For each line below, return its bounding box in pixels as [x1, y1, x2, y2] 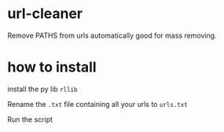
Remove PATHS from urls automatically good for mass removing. [7, 31, 217, 40]
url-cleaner [7, 5, 83, 23]
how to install [7, 58, 97, 76]
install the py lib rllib [7, 84, 78, 93]
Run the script [7, 115, 53, 124]
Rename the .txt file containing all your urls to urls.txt [7, 99, 188, 108]
